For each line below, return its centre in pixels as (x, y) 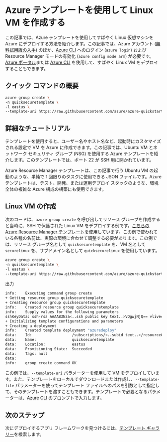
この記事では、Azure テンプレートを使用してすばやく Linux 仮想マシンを (80, 37)
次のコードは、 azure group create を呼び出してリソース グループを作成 (78, 219)
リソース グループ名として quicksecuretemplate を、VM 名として (80, 244)
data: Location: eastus (45, 344)
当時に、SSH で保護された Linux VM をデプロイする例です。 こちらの (80, 225)
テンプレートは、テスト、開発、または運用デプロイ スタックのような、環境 (82, 183)
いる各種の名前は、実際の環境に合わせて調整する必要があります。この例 (79, 238)
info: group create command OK (41, 363)
